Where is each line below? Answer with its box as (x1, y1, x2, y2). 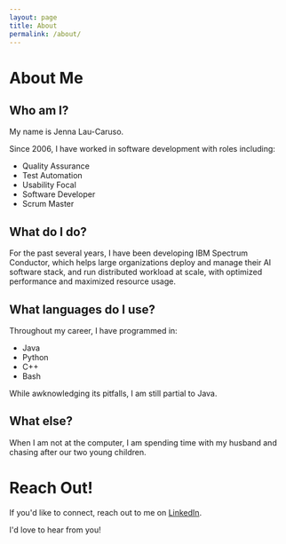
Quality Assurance (21, 161, 91, 171)
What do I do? (9, 224, 87, 240)
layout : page (9, 12, 58, 22)
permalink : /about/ (9, 29, 82, 38)
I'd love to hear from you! (9, 524, 101, 535)
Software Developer (21, 189, 96, 200)
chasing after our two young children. (9, 446, 147, 457)
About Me (9, 67, 83, 88)
